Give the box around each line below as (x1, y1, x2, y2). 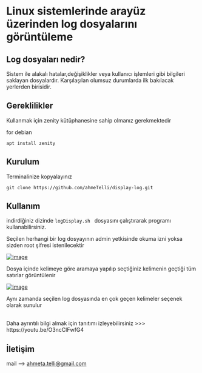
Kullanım (6, 201, 41, 212)
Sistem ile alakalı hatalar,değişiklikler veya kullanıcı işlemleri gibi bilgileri (6, 70, 185, 77)
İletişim (6, 344, 35, 354)
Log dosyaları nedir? (6, 54, 86, 64)
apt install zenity (6, 140, 56, 146)
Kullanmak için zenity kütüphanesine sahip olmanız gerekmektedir (6, 116, 172, 124)
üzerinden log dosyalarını (6, 17, 138, 31)
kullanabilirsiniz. (6, 223, 47, 231)
